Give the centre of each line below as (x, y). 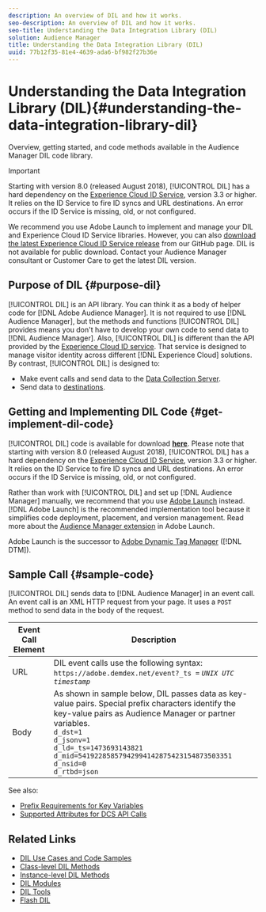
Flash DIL (35, 900)
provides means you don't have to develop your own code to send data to (129, 329)
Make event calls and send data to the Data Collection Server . (120, 378)
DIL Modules (40, 883)
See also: (23, 790)
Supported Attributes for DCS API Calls (83, 814)
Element (29, 650)
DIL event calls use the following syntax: (128, 663)
